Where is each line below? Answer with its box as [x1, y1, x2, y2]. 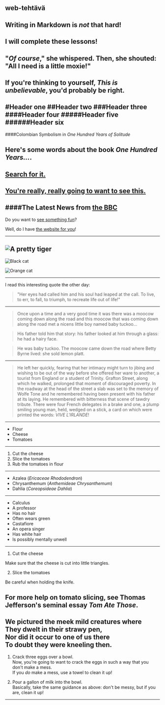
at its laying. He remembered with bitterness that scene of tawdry [17, 396, 150, 402]
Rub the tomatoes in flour [12, 461, 64, 467]
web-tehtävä [5, 4, 46, 12]
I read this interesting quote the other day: [5, 281, 90, 287]
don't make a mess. [12, 664, 53, 670]
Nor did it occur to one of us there [5, 633, 110, 642]
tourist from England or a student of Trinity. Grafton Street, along [17, 375, 148, 381]
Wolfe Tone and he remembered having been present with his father [17, 391, 156, 397]
